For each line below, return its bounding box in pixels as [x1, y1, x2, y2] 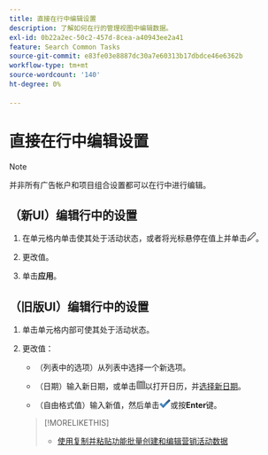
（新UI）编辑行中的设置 [9, 208, 138, 223]
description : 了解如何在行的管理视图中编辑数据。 [9, 23, 173, 33]
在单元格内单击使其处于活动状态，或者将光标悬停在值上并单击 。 [21, 233, 264, 244]
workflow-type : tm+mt [9, 61, 89, 70]
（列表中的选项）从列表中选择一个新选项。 [34, 362, 191, 373]
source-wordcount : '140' [9, 71, 101, 80]
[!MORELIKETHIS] [43, 418, 110, 428]
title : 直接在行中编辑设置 [9, 14, 97, 23]
